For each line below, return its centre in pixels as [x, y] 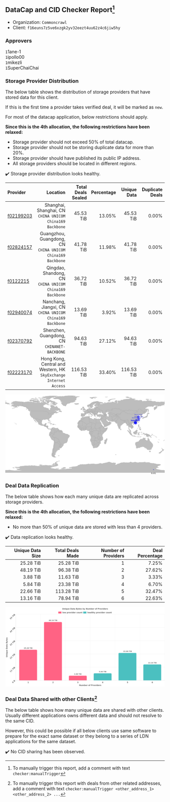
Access [58, 386]
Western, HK [52, 370]
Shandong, [54, 273]
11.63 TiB [69, 577]
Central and [53, 364]
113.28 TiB [67, 591]
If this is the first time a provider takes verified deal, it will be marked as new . [84, 107]
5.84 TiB [32, 584]
